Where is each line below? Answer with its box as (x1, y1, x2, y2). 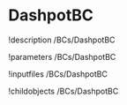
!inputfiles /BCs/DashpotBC (8, 68, 108, 79)
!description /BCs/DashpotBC (8, 34, 116, 45)
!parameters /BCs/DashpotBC (8, 51, 116, 62)
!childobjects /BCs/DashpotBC (8, 86, 119, 96)
